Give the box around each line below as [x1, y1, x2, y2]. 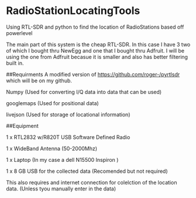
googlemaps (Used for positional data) [6, 99, 99, 106]
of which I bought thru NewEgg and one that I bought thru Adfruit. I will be [6, 47, 185, 54]
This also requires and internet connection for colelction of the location [6, 179, 177, 186]
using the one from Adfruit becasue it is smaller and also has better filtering [6, 53, 188, 60]
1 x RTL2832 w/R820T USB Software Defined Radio [6, 133, 130, 141]
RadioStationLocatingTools [6, 4, 140, 18]
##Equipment [6, 122, 39, 129]
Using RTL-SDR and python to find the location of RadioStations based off [6, 23, 184, 30]
